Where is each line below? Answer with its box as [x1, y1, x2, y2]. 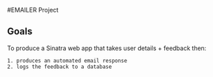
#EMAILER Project [7, 6, 59, 14]
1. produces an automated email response [7, 57, 128, 64]
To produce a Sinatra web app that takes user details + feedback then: [7, 44, 207, 52]
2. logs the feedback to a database [7, 63, 112, 70]
